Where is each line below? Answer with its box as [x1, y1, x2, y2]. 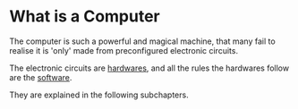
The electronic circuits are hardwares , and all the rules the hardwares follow [9, 63, 289, 73]
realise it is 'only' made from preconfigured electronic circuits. [9, 45, 239, 55]
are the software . [9, 71, 72, 82]
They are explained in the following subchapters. [9, 89, 190, 100]
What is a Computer [9, 6, 160, 27]
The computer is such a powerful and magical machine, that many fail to [9, 36, 276, 46]
